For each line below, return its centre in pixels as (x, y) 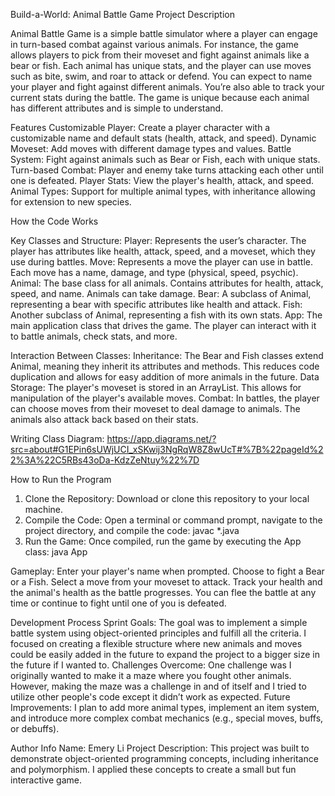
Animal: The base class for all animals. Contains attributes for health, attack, (167, 283)
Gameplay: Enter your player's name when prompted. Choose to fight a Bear (167, 571)
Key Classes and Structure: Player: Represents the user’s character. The (158, 240)
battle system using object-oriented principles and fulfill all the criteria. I (158, 633)
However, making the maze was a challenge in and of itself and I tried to (158, 686)
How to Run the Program (61, 479)
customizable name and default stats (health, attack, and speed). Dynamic (163, 138)
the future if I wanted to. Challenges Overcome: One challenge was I (151, 665)
